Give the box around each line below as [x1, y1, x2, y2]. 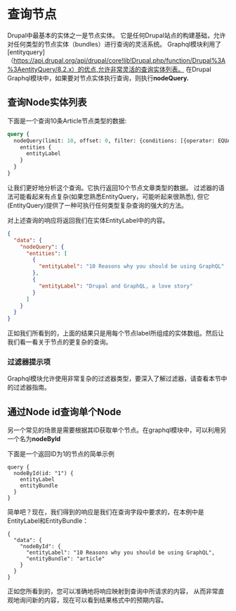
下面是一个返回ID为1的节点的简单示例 [7, 450, 114, 458]
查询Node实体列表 [7, 97, 87, 109]
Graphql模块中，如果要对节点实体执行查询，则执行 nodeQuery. [7, 73, 190, 82]
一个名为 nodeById [7, 435, 61, 443]
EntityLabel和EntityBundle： [7, 517, 89, 525]
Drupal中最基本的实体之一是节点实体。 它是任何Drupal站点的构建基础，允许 [7, 31, 226, 39]
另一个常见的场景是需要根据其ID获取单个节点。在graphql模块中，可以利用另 [7, 426, 227, 434]
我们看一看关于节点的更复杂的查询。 [7, 338, 112, 346]
